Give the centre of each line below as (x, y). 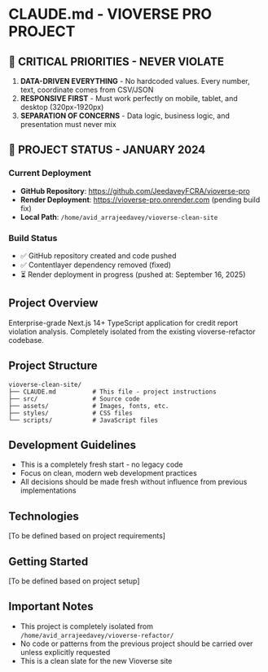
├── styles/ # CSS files (70, 413)
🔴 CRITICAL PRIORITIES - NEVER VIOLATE (116, 61)
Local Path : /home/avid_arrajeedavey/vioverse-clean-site (119, 217)
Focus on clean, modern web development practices (108, 473)
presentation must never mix (68, 124)
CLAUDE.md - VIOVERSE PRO (110, 14)
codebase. (26, 340)
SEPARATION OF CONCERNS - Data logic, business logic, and (125, 116)
